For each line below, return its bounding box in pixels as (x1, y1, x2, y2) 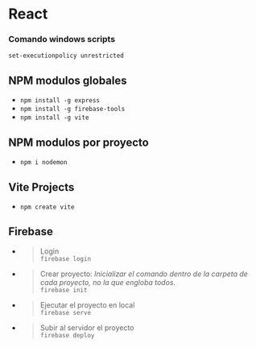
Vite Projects (8, 180, 75, 194)
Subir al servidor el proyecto (39, 323, 134, 333)
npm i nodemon (19, 159, 68, 167)
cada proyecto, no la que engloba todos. (39, 277, 176, 287)
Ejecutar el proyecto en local (39, 299, 135, 310)
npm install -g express (19, 97, 101, 105)
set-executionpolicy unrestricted (8, 52, 125, 60)
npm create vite (19, 203, 75, 211)
